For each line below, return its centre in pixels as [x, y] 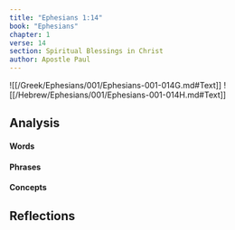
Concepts [28, 188]
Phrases [25, 167]
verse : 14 [28, 43]
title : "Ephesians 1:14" [56, 18]
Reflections [42, 216]
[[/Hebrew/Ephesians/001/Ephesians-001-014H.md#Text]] [118, 95]
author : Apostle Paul [50, 60]
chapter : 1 [30, 34]
